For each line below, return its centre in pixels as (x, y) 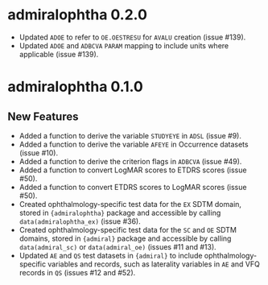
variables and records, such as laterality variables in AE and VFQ (154, 264)
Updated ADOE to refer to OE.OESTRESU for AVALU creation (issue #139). (132, 37)
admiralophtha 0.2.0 (78, 15)
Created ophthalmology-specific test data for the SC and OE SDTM (128, 229)
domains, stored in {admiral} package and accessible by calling (125, 238)
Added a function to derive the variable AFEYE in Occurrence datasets (134, 144)
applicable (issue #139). (59, 54)
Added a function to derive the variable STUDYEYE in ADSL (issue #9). (130, 135)
